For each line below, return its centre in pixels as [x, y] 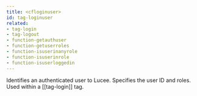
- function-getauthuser [37, 40]
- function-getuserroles [38, 46]
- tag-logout [23, 35]
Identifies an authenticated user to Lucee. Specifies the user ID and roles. [99, 80]
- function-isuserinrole [38, 57]
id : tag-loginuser [30, 18]
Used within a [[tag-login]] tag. [45, 86]
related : [17, 23]
